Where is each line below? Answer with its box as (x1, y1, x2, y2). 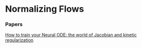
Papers (5, 21, 23, 28)
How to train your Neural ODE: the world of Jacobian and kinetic (5, 32, 137, 38)
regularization (5, 37, 34, 43)
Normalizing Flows (5, 3, 84, 15)
